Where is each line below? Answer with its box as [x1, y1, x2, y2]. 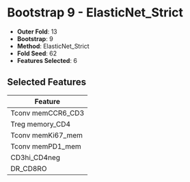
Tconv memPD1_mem [10, 142, 82, 151]
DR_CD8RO [10, 164, 47, 173]
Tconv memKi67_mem [10, 130, 83, 140]
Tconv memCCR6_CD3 [10, 108, 84, 118]
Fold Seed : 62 [16, 49, 57, 57]
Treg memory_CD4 [10, 119, 70, 129]
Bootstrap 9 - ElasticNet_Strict [7, 5, 183, 21]
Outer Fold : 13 [16, 27, 57, 36]
